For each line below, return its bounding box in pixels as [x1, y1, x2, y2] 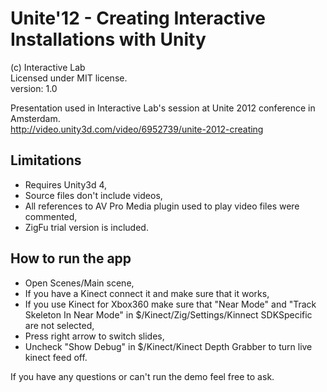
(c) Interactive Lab [10, 61, 86, 73]
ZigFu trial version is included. [24, 221, 149, 233]
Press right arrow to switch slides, [24, 330, 165, 342]
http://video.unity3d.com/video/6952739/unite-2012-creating [10, 123, 264, 135]
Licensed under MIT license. [10, 72, 128, 84]
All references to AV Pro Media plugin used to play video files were [24, 200, 300, 212]
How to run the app [10, 250, 132, 267]
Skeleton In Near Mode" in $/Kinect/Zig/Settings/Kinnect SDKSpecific [24, 308, 313, 321]
